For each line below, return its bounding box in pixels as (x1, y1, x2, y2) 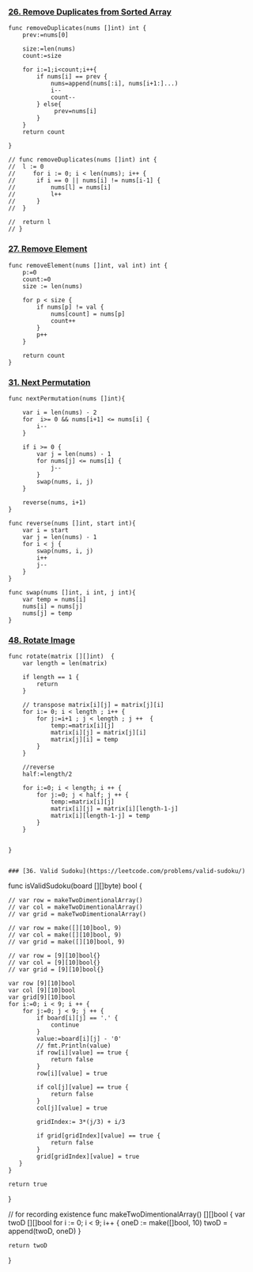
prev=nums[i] (54, 108, 97, 116)
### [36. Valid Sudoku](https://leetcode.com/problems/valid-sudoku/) (8, 868, 246, 875)
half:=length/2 (22, 770, 73, 778)
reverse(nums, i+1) (22, 498, 87, 507)
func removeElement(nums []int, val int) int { (8, 261, 168, 269)
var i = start (22, 526, 69, 534)
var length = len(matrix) (22, 659, 108, 667)
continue (50, 1021, 80, 1029)
